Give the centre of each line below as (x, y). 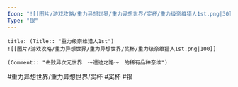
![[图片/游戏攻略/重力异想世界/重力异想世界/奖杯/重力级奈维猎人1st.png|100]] (112, 49)
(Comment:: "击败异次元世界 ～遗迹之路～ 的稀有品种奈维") (87, 62)
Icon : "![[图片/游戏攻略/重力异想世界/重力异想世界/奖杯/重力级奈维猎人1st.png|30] (120, 14)
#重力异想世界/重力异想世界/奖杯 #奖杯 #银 (70, 76)
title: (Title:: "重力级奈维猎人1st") (61, 41)
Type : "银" (23, 21)
